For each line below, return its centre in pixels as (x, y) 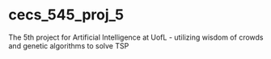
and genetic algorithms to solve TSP (69, 45)
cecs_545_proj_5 (66, 15)
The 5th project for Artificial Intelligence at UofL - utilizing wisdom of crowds (136, 37)
